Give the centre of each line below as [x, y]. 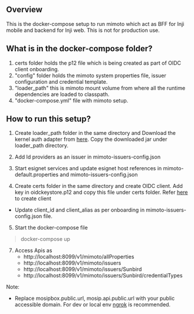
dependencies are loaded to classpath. [62, 94]
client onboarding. [37, 69]
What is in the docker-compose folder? [79, 49]
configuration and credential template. [61, 81]
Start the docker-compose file [51, 228]
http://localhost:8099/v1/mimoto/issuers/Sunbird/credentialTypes [103, 276]
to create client [33, 199]
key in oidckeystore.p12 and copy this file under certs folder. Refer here [101, 192]
